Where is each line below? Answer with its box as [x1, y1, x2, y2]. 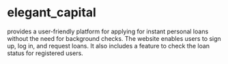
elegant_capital [7, 5, 97, 20]
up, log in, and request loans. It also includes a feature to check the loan [7, 42, 210, 50]
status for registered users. [7, 49, 83, 57]
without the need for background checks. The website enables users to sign [7, 34, 222, 42]
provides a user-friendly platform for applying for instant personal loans [7, 27, 209, 35]
